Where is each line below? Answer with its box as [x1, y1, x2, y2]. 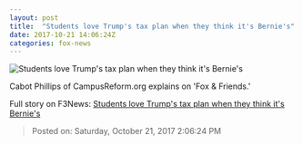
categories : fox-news [9, 38, 92, 48]
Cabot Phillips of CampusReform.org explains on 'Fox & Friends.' [9, 81, 251, 92]
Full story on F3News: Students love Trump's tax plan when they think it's [9, 99, 285, 110]
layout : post [9, 13, 59, 23]
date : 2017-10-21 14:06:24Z [9, 30, 116, 39]
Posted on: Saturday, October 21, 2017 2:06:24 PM [31, 126, 222, 137]
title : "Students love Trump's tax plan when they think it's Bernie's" [9, 22, 296, 31]
